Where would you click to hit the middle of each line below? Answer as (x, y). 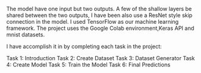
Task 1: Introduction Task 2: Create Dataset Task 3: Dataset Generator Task (101, 58)
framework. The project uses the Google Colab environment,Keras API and (100, 28)
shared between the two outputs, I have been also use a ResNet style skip (99, 15)
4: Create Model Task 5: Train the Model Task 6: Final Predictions (89, 64)
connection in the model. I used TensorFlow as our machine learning (93, 22)
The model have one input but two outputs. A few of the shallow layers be (99, 9)
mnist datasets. (26, 35)
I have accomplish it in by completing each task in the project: (84, 46)
